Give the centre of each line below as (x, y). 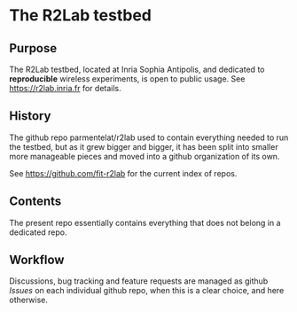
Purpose (33, 48)
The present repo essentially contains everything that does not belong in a (145, 222)
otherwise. (29, 300)
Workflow (37, 260)
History (30, 116)
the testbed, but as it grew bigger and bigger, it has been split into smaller (144, 146)
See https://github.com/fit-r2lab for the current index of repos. (123, 173)
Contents (35, 202)
